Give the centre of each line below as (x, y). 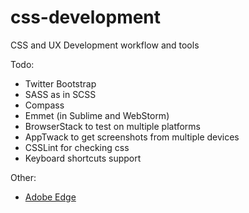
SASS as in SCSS (60, 94)
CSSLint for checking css (77, 147)
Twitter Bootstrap (60, 83)
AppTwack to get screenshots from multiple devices (132, 137)
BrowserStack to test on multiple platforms (112, 126)
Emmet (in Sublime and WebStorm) (97, 115)
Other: (23, 177)
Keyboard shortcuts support (83, 158)
